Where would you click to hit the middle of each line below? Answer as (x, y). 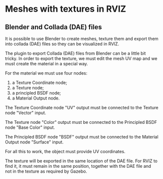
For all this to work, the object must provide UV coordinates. (65, 151)
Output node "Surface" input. (34, 142)
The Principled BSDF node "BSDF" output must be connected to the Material (82, 137)
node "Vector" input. (26, 113)
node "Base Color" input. (30, 127)
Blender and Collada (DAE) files (54, 27)
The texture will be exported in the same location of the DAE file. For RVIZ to (81, 161)
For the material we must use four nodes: (46, 73)
